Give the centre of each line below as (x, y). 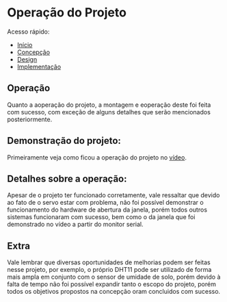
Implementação (39, 66)
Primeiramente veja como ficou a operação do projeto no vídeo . (97, 157)
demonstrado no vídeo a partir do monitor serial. (75, 225)
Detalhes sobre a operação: (67, 178)
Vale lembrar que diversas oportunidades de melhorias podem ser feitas (109, 262)
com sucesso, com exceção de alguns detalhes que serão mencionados (109, 112)
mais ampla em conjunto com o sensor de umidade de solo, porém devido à (114, 277)
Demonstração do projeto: (64, 141)
